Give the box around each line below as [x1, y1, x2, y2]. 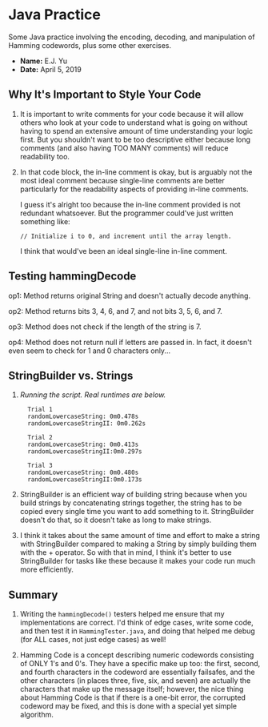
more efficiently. [19, 564, 74, 574]
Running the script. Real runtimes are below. [19, 390, 166, 400]
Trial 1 [27, 406, 54, 414]
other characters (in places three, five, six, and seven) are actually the [19, 676, 251, 685]
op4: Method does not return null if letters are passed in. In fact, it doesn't [8, 337, 252, 347]
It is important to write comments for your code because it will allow [19, 109, 244, 118]
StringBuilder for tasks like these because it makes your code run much [19, 556, 256, 566]
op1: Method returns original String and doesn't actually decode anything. [8, 291, 250, 300]
